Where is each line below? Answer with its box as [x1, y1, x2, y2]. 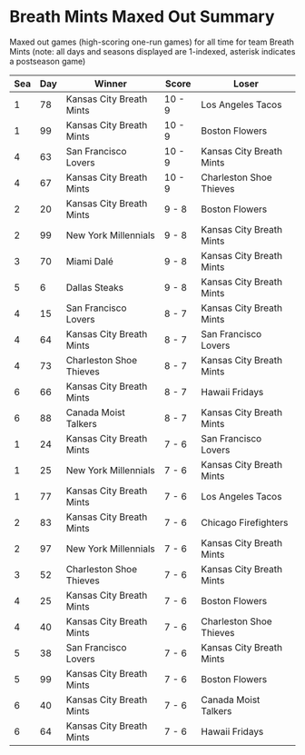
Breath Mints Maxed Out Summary [9, 6, 275, 27]
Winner [93, 77, 127, 90]
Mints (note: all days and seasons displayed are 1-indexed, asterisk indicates [9, 45, 296, 56]
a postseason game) [9, 55, 86, 66]
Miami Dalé [65, 254, 113, 267]
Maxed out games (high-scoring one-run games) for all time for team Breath [9, 36, 295, 47]
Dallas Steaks [65, 281, 124, 293]
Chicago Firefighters [201, 516, 289, 529]
